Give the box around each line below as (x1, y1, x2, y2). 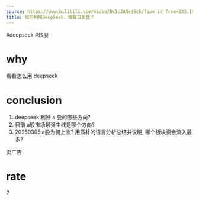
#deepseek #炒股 (6, 31, 49, 38)
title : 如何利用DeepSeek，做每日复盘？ (6, 14, 95, 20)
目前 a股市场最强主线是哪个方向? (14, 121, 95, 128)
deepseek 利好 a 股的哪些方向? (14, 114, 91, 121)
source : (6, 8, 25, 15)
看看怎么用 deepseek (6, 72, 58, 80)
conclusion (6, 93, 62, 107)
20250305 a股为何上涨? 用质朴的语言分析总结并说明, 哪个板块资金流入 (14, 128, 187, 136)
